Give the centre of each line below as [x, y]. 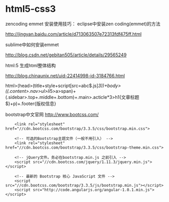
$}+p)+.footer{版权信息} [31, 104]
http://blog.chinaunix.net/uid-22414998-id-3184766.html [65, 75]
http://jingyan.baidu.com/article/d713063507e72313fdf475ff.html [73, 34]
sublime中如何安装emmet [32, 45]
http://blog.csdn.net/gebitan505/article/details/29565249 [66, 55]
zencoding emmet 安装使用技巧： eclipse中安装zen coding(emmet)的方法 [83, 24]
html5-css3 [31, 9]
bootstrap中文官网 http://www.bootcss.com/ [52, 114]
